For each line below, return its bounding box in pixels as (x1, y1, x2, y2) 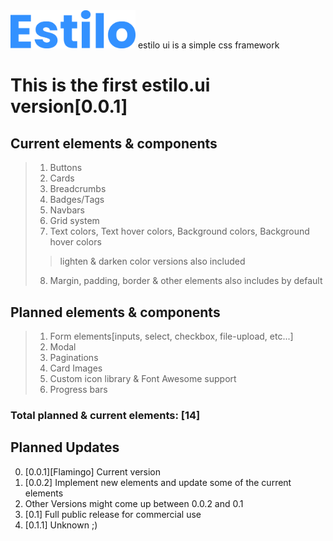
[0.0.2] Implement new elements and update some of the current (24, 476, 292, 488)
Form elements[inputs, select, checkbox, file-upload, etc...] (49, 330, 294, 342)
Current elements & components (10, 135, 218, 152)
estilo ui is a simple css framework (137, 39, 280, 51)
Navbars (49, 204, 85, 216)
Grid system (49, 215, 100, 227)
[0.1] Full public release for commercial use (24, 508, 202, 520)
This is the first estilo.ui (10, 74, 211, 97)
